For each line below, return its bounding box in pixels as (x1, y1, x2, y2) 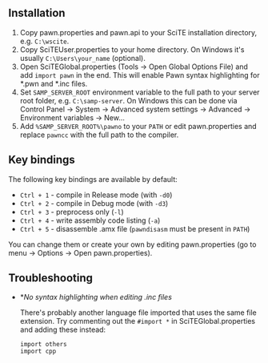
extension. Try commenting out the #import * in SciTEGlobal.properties (19, 317, 256, 326)
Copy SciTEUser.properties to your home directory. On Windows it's (19, 44, 245, 54)
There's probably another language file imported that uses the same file (19, 308, 258, 317)
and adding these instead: (19, 325, 106, 335)
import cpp (19, 348, 57, 356)
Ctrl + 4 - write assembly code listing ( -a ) (19, 216, 161, 225)
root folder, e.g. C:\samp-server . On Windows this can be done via (19, 95, 238, 105)
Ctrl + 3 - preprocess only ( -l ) (19, 207, 124, 216)
